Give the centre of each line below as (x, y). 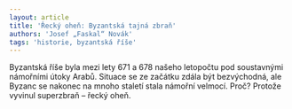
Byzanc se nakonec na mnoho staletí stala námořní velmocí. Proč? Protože (145, 86)
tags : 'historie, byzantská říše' (73, 42)
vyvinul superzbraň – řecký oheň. (70, 96)
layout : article (39, 17)
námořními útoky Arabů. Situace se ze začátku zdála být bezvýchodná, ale (146, 77)
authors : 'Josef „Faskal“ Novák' (71, 34)
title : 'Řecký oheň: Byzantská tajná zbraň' (93, 26)
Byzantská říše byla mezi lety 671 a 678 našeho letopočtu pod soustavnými (146, 67)
